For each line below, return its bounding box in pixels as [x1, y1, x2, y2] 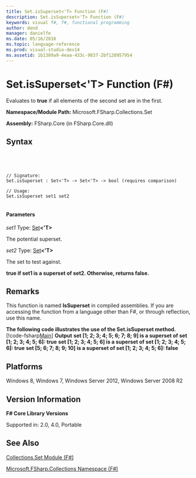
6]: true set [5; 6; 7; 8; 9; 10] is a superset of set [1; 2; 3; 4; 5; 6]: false [6, 345, 178, 352]
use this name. [6, 315, 42, 322]
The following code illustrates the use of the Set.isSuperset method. [6, 326, 176, 333]
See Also [6, 438, 39, 448]
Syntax [6, 136, 33, 147]
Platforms [6, 362, 43, 372]
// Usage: [6, 188, 31, 194]
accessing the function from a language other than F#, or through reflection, [6, 308, 191, 315]
